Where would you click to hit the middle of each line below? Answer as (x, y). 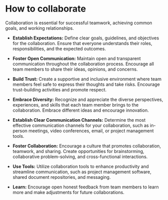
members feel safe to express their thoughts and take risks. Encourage (86, 84)
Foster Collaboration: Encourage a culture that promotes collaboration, (87, 146)
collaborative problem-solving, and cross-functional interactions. (80, 157)
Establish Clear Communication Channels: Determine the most (79, 120)
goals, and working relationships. (40, 28)
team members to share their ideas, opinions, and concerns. (75, 69)
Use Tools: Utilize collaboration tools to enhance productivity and (80, 166)
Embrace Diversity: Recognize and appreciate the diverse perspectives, (88, 99)
